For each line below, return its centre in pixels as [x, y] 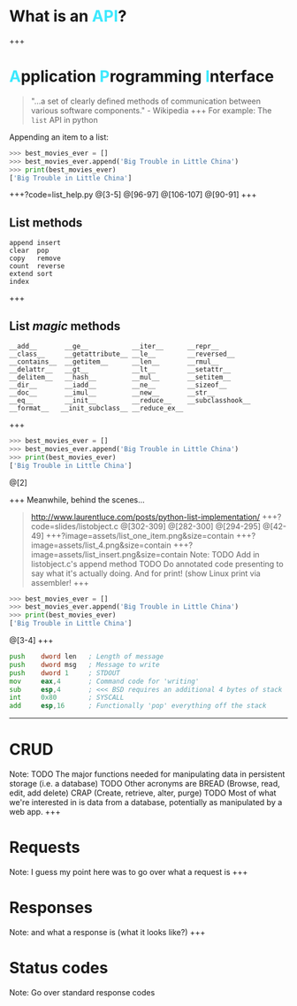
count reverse [37, 266]
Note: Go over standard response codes [82, 992]
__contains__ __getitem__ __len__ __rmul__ [114, 362]
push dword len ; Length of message [87, 657]
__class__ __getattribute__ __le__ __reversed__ [122, 354]
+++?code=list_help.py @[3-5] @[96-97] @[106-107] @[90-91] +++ [133, 195]
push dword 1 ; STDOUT [65, 673]
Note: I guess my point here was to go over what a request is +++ [129, 872]
